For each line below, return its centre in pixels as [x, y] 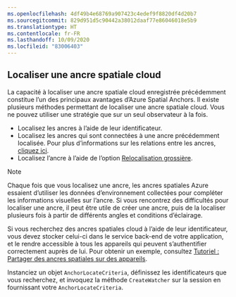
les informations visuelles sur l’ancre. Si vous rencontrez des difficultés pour [118, 200]
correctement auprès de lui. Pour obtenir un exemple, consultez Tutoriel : [113, 251]
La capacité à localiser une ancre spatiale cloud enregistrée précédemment [117, 91]
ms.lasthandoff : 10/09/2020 [49, 40]
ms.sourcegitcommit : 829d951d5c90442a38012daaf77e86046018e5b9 [102, 20]
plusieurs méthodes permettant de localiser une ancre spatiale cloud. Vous [116, 107]
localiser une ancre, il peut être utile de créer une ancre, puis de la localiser [117, 208]
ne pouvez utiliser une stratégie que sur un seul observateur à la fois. [108, 114]
